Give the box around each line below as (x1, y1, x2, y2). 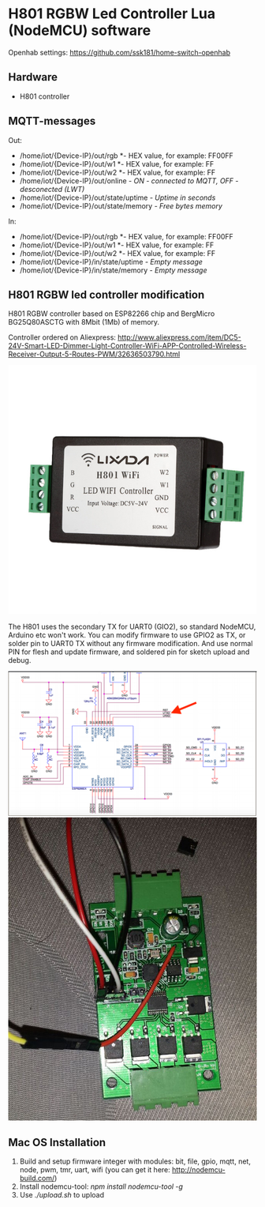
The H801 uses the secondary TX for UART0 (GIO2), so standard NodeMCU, (8, 622, 256, 632)
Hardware (8, 70, 58, 84)
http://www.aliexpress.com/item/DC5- (118, 333, 242, 342)
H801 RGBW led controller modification (8, 288, 205, 301)
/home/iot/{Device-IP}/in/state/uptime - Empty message (19, 257, 203, 266)
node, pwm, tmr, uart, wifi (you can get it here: (19, 1165, 171, 1175)
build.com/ (19, 1174, 55, 1183)
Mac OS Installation (8, 1136, 106, 1149)
